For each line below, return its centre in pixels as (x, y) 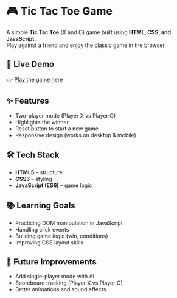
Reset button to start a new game (57, 129)
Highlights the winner (42, 122)
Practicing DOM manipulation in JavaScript (69, 223)
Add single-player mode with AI (55, 276)
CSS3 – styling (34, 179)
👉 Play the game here (35, 79)
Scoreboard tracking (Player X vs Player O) (69, 283)
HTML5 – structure (39, 172)
